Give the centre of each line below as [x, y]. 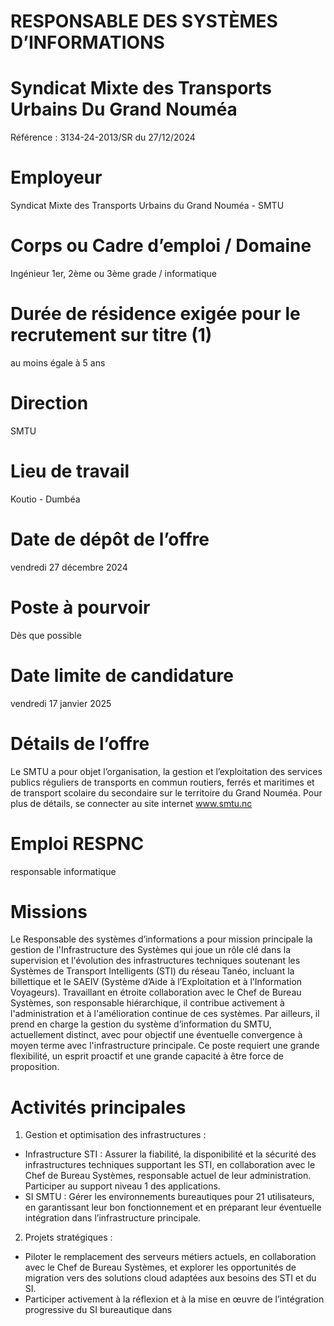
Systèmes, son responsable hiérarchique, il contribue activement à [147, 1003]
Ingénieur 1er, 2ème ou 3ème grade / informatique [113, 273]
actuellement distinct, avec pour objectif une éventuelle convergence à [156, 1035]
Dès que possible [46, 635]
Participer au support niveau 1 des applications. [122, 1186]
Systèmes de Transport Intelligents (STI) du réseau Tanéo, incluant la [152, 971]
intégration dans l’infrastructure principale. [113, 1218]
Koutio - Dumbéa [45, 499]
